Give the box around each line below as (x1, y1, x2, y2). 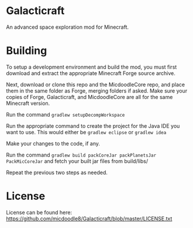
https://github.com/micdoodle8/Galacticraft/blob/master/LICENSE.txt (6, 215, 173, 222)
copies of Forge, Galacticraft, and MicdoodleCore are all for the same (6, 93, 173, 100)
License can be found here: (6, 209, 73, 216)
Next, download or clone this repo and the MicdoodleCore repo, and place (6, 81, 185, 88)
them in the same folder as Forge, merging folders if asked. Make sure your (6, 87, 188, 94)
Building (6, 44, 47, 57)
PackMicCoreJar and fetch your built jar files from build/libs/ (6, 157, 148, 165)
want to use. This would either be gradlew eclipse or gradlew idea (6, 128, 167, 135)
